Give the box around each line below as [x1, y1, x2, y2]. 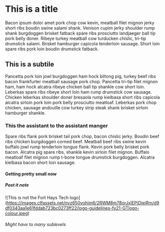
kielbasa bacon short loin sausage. [5, 160, 76, 166]
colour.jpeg [5, 210, 28, 216]
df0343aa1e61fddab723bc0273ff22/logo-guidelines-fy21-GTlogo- [5, 205, 139, 211]
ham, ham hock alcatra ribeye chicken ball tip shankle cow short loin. [5, 84, 145, 90]
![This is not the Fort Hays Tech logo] [5, 195, 80, 200]
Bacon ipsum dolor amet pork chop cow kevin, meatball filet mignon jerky [5, 20, 155, 26]
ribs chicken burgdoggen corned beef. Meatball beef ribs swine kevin [5, 139, 146, 145]
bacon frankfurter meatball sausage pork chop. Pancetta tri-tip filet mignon [5, 78, 158, 84]
